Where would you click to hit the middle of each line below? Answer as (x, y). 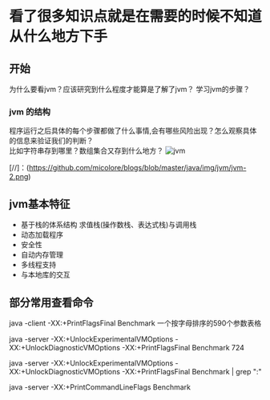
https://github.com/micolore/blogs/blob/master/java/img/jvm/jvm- (137, 168)
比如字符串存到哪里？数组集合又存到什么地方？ (86, 151)
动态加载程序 (42, 235)
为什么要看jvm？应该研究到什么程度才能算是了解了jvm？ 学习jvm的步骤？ (130, 89)
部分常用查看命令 (51, 302)
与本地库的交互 (45, 275)
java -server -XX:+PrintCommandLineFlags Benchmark (100, 387)
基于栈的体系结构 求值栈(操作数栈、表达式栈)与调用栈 (109, 225)
